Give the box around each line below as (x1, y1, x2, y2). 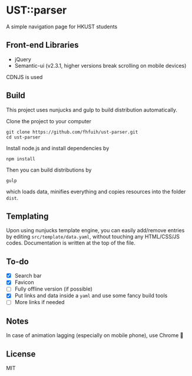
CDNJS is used (6, 73, 43, 80)
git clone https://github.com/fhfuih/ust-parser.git (6, 129, 138, 135)
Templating (6, 211, 49, 221)
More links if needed (14, 299, 65, 306)
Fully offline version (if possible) (14, 285, 93, 292)
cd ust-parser (6, 134, 41, 140)
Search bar (14, 272, 42, 279)
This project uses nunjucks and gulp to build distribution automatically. (6, 106, 178, 113)
